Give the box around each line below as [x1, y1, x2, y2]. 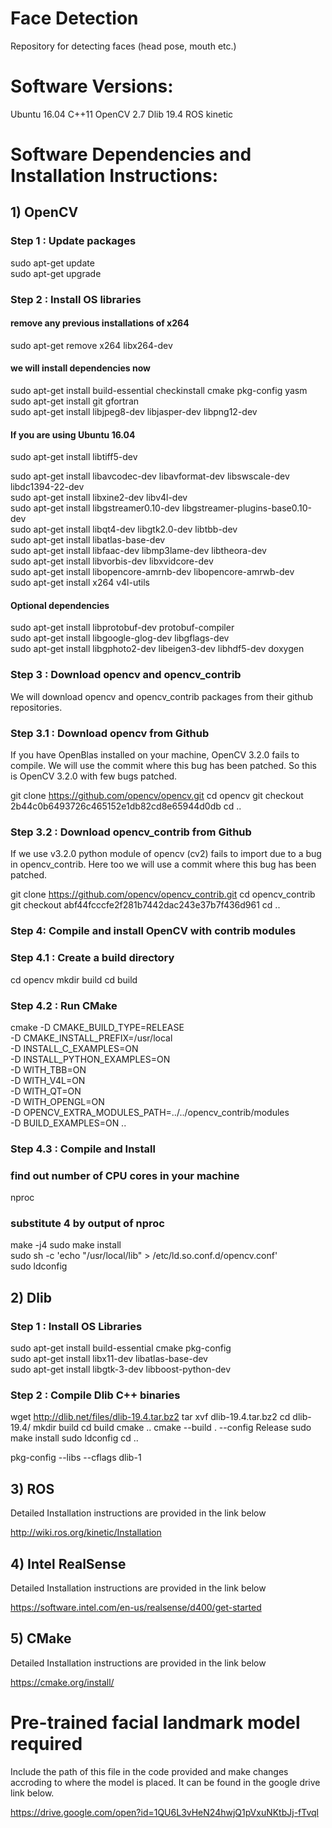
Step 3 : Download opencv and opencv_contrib [10, 668, 242, 682]
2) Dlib [10, 1289, 52, 1306]
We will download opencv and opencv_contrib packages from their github [10, 690, 314, 702]
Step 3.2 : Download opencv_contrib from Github [10, 825, 252, 839]
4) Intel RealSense [10, 1555, 127, 1572]
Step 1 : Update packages [10, 234, 137, 248]
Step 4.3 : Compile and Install [10, 1142, 156, 1156]
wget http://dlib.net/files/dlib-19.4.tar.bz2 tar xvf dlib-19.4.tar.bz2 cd [10, 1411, 291, 1423]
